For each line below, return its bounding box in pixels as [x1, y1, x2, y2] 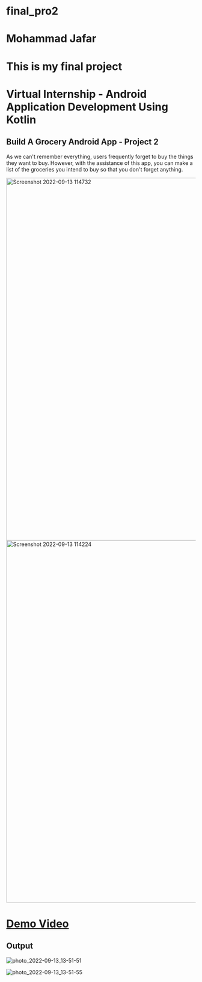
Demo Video [6, 917, 69, 931]
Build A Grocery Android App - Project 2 [6, 137, 159, 147]
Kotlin [6, 113, 37, 126]
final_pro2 [6, 4, 59, 18]
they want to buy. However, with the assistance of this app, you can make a [6, 159, 194, 167]
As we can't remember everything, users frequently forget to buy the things [6, 153, 194, 160]
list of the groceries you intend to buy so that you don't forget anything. [6, 165, 183, 173]
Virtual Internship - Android [6, 87, 147, 101]
